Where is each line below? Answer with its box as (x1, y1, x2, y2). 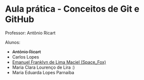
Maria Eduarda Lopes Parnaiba (12, 69, 75, 75)
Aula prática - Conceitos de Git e (5, 3, 140, 15)
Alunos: (5, 39, 21, 45)
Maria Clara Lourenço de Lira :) (12, 64, 75, 70)
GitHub (5, 14, 34, 25)
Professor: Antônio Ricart (5, 30, 56, 36)
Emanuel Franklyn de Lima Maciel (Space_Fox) (12, 59, 106, 65)
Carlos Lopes (12, 54, 39, 60)
